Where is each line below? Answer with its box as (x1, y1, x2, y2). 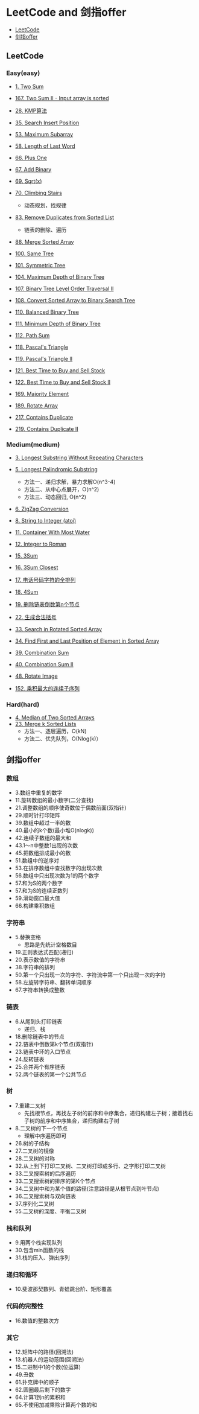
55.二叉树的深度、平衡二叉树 (14, 1208, 87, 1215)
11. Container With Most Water (14, 529, 90, 536)
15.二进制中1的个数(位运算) (14, 1363, 81, 1371)
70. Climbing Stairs (14, 189, 62, 196)
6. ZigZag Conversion (14, 505, 69, 512)
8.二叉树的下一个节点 (14, 1124, 68, 1132)
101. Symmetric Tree (14, 261, 66, 269)
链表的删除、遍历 (24, 226, 67, 233)
